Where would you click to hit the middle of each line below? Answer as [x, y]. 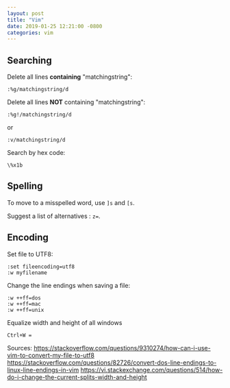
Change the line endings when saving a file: [69, 285]
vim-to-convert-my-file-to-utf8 [51, 355]
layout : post [26, 13]
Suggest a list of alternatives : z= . [54, 216]
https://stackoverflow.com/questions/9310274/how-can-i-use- [122, 348]
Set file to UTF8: [30, 254]
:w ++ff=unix [26, 310]
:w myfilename [27, 272]
